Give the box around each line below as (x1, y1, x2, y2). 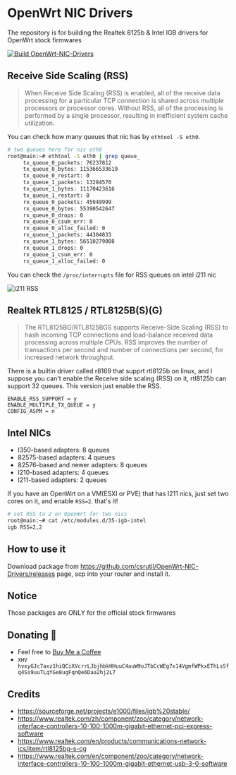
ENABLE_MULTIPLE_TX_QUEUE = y (7, 402, 97, 409)
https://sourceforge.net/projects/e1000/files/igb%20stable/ (17, 707, 190, 715)
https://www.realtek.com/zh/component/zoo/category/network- (17, 714, 204, 723)
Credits (7, 688, 41, 700)
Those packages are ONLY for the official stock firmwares (7, 608, 176, 617)
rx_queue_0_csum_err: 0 (23, 218, 93, 225)
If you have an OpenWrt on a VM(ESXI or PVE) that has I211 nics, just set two (7, 489, 229, 498)
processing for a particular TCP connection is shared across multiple (24, 96, 224, 104)
